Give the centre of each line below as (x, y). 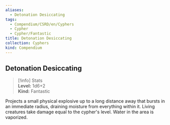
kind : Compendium (24, 48)
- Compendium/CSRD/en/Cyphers (42, 24)
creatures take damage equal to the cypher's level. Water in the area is (80, 112)
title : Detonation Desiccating (39, 39)
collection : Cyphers (27, 43)
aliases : (15, 10)
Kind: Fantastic (34, 91)
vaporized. (17, 117)
